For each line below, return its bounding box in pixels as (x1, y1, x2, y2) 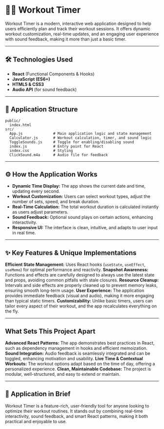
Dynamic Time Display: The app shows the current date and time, (12, 183, 145, 189)
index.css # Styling (9, 148, 73, 153)
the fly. (5, 308, 19, 314)
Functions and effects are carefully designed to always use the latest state (5, 272, 155, 278)
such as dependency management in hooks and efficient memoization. (5, 345, 148, 351)
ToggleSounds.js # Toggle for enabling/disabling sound (9, 139, 134, 145)
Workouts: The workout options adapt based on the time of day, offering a (5, 361, 155, 366)
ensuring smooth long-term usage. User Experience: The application (5, 288, 144, 294)
